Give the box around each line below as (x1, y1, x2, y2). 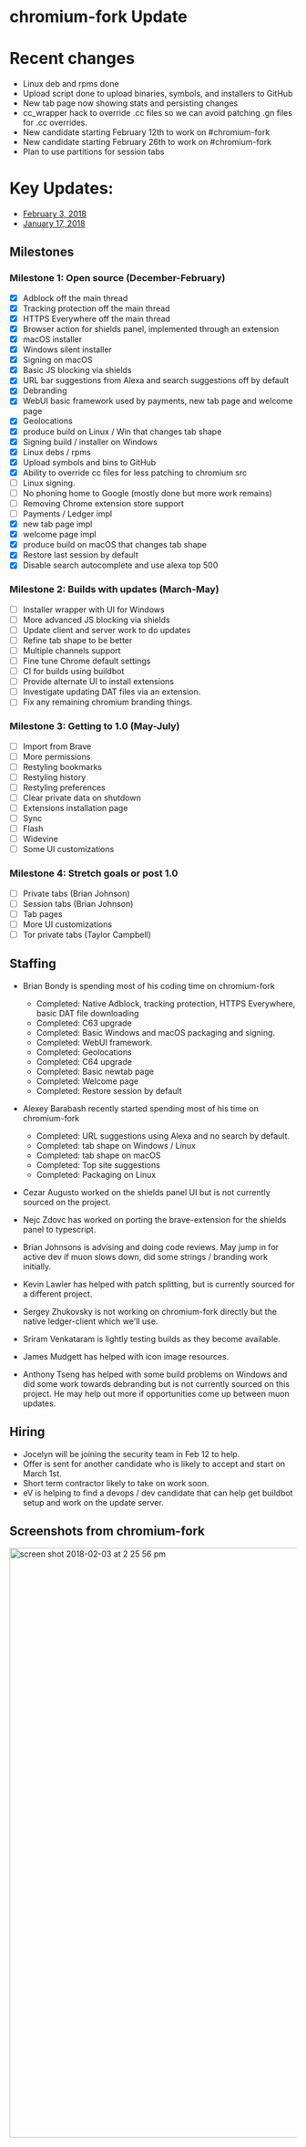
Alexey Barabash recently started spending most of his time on (22, 1102, 260, 1114)
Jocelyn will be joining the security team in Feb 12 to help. (22, 1448, 240, 1459)
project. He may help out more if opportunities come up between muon (22, 1388, 290, 1399)
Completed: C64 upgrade (36, 1056, 132, 1067)
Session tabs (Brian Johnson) (22, 898, 134, 909)
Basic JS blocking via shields (22, 365, 132, 376)
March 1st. (22, 1467, 62, 1479)
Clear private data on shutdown (22, 792, 141, 803)
